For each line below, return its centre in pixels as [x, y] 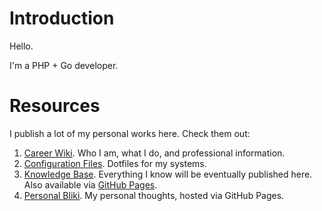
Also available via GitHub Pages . [90, 184]
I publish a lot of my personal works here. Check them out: [130, 133]
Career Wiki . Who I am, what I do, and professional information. [154, 153]
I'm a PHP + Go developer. [64, 65]
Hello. [21, 46]
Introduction [62, 18]
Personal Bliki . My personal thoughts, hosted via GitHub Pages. [154, 195]
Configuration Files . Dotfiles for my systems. [115, 163]
